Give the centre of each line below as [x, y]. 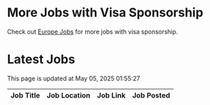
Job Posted [151, 95]
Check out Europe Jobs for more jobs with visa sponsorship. [93, 32]
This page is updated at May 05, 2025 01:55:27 [74, 78]
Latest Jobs [41, 59]
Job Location [69, 95]
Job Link [111, 95]
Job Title [25, 95]
